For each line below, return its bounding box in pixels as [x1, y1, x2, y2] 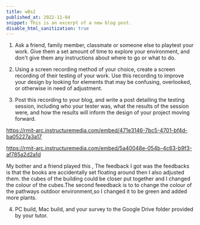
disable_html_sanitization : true [6, 25, 89, 32]
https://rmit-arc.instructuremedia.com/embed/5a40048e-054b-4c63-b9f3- [6, 145, 192, 152]
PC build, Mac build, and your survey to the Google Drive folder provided [14, 206, 193, 213]
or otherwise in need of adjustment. [14, 85, 103, 92]
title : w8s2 [6, 8, 36, 15]
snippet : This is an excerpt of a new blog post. [6, 20, 132, 26]
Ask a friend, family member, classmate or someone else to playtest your [14, 42, 194, 49]
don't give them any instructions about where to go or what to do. [14, 54, 176, 61]
